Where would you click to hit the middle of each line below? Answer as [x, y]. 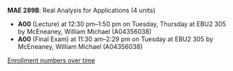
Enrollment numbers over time [51, 60]
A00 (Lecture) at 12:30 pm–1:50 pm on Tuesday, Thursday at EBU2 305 [122, 24]
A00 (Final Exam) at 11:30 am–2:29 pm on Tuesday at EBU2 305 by [115, 39]
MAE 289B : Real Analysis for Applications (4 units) [81, 10]
